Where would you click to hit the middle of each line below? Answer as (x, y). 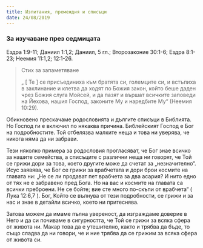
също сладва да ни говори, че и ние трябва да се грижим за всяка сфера (102, 233)
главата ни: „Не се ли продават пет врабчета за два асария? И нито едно (101, 176)
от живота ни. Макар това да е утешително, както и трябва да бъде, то (98, 226)
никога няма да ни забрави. (42, 139)
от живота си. (24, 240)
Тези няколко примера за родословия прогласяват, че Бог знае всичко (98, 150)
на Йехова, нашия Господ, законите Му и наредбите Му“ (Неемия (106, 101)
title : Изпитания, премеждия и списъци (57, 12)
